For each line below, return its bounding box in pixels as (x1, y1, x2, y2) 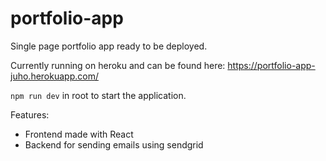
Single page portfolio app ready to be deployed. (10, 40, 208, 52)
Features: (10, 108, 50, 121)
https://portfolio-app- (227, 59, 316, 71)
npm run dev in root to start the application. (10, 89, 187, 101)
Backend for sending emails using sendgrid (24, 138, 204, 151)
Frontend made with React (24, 128, 134, 140)
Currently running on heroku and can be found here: (10, 59, 226, 71)
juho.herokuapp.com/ (10, 70, 99, 82)
